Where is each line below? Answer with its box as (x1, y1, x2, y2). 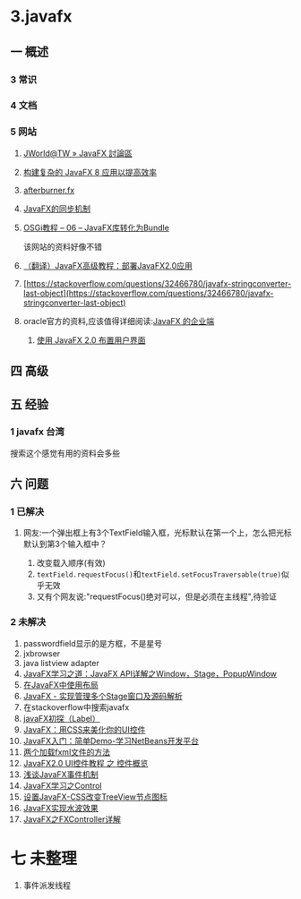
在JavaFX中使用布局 (22, 679, 99, 690)
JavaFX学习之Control (22, 780, 102, 791)
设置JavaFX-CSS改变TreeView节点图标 (22, 791, 168, 802)
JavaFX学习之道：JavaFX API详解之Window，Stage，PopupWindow (22, 668, 277, 679)
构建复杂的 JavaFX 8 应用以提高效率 (22, 167, 158, 177)
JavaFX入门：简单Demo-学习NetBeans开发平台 (22, 735, 200, 746)
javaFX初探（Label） (22, 713, 101, 723)
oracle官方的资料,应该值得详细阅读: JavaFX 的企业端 (22, 315, 215, 326)
